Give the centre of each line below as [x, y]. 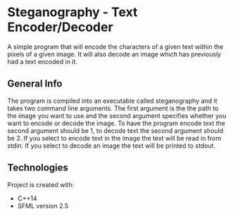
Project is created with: [41, 184]
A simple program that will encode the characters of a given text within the [115, 46]
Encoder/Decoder [61, 27]
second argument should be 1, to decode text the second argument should [115, 130]
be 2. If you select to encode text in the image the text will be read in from [114, 138]
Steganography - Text [73, 12]
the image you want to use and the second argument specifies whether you [117, 115]
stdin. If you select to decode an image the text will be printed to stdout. [112, 146]
